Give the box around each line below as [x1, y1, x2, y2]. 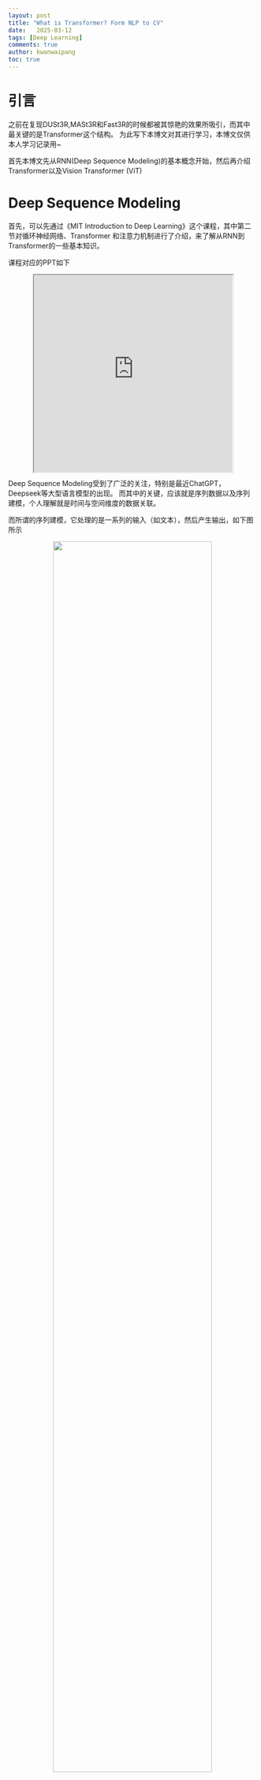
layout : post [8, 11, 51, 20]
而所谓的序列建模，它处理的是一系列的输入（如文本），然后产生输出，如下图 [8, 514, 254, 525]
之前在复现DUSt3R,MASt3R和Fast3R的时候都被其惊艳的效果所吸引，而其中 [8, 119, 251, 129]
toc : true [8, 56, 41, 64]
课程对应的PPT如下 [8, 257, 70, 267]
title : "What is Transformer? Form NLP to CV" [8, 19, 164, 27]
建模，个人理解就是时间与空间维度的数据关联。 [8, 498, 160, 507]
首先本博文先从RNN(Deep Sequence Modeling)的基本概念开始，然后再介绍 [8, 155, 251, 166]
